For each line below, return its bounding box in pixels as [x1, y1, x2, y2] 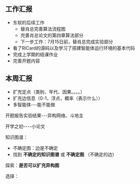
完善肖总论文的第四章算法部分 [20, 32, 84, 38]
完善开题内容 [12, 58, 40, 64]
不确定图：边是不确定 [12, 145, 58, 151]
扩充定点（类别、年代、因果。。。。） [12, 88, 85, 95]
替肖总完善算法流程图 [20, 26, 66, 32]
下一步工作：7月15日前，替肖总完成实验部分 [20, 38, 113, 44]
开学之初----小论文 [5, 123, 45, 129]
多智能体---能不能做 [12, 101, 55, 107]
